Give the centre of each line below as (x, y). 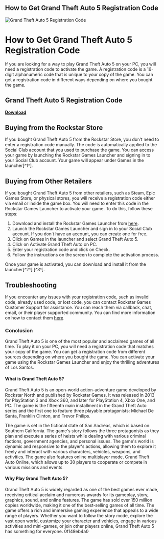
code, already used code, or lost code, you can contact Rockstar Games (78, 302)
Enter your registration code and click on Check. (61, 250)
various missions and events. (34, 467)
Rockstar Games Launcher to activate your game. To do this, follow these (79, 209)
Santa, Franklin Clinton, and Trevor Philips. (48, 416)
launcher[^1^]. (19, 166)
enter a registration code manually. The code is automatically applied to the (81, 145)
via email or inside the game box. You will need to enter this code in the (77, 203)
